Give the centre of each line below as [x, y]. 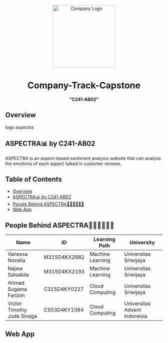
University [142, 243]
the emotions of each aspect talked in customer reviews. [63, 163]
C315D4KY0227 [64, 289]
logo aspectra [19, 127]
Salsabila [18, 275]
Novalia [16, 260]
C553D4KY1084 [64, 310]
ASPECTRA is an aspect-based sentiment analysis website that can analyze [83, 158]
